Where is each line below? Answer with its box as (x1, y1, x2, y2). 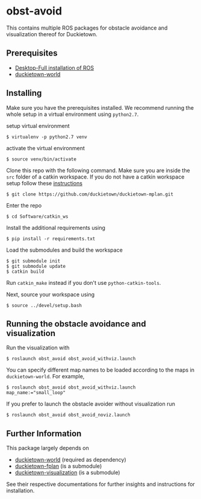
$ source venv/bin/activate (6, 156, 77, 162)
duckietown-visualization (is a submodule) (14, 469, 120, 476)
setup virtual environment (6, 122, 70, 129)
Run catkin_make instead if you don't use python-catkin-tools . (6, 279, 161, 286)
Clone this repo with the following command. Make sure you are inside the (6, 167, 191, 174)
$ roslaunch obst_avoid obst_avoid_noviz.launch (6, 412, 131, 418)
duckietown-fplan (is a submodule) (14, 463, 102, 470)
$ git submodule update (6, 263, 66, 269)
